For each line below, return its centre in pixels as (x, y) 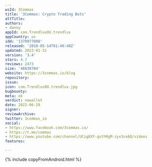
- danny (13, 28)
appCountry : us (21, 37)
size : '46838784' (23, 69)
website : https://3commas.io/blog (40, 73)
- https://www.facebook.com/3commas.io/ (47, 127)
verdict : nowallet (24, 101)
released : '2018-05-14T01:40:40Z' (40, 46)
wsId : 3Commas (20, 10)
